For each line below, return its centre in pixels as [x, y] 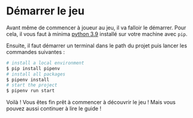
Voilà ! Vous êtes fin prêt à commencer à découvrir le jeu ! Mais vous [91, 102]
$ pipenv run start [31, 91]
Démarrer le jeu [46, 11]
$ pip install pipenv [33, 68]
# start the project [32, 85]
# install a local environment [45, 63]
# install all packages [36, 74]
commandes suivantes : [36, 52]
